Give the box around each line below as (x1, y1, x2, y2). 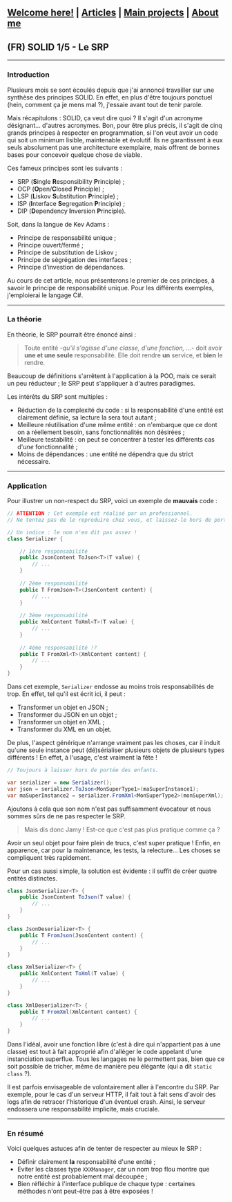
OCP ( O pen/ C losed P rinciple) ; (17, 185, 105, 193)
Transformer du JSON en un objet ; (17, 711, 117, 719)
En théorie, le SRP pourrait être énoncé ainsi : (7, 330, 137, 339)
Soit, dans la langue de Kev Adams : (7, 220, 109, 228)
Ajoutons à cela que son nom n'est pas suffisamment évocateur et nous (7, 805, 211, 813)
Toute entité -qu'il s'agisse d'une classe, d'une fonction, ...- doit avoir (23, 344, 223, 352)
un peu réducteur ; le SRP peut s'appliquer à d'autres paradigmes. (7, 379, 195, 387)
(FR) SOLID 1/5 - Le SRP (7, 41, 109, 53)
